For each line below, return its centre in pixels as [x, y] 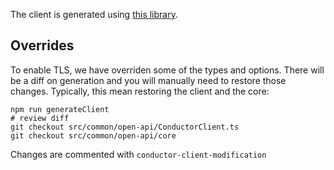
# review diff [40, 118]
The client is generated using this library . [94, 14]
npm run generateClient [60, 109]
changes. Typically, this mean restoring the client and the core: [140, 91]
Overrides [42, 45]
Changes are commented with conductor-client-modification [138, 154]
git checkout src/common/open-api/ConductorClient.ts [125, 127]
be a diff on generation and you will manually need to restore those [148, 80]
